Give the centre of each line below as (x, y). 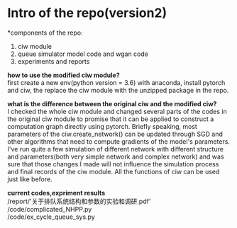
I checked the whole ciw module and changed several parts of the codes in (117, 111)
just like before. (30, 179)
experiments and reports (54, 61)
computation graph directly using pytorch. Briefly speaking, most (102, 126)
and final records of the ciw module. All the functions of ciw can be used (114, 171)
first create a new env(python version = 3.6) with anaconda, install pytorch (116, 82)
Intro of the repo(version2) (87, 13)
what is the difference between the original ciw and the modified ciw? (112, 103)
